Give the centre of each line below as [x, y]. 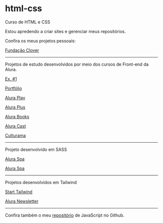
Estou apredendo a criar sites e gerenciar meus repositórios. [65, 31]
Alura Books [17, 116]
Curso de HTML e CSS [28, 22]
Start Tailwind [19, 192]
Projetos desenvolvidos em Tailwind [41, 182]
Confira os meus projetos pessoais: [41, 41]
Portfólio [14, 88]
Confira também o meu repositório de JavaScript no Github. [65, 215]
